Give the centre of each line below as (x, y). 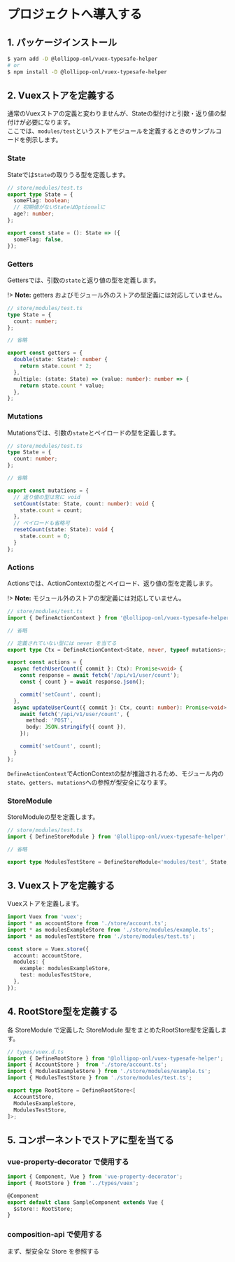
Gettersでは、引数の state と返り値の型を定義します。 (84, 280)
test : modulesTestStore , (56, 975)
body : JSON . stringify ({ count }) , (76, 727)
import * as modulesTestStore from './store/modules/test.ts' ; (101, 936)
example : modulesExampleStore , (65, 969)
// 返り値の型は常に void (47, 497)
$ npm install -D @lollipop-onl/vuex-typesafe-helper (87, 72)
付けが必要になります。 (41, 122)
